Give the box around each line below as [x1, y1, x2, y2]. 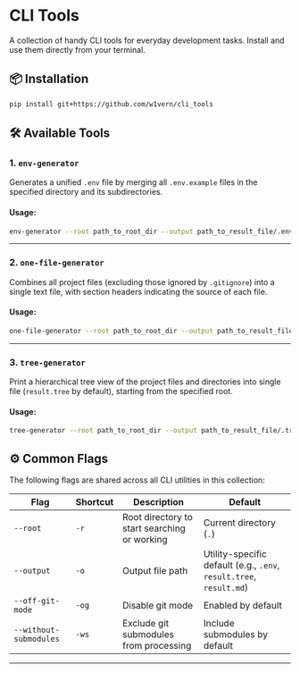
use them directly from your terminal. [9, 44, 146, 55]
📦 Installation [9, 72, 89, 87]
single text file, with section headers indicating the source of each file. [9, 286, 268, 297]
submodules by [203, 627, 268, 640]
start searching [121, 522, 186, 534]
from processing [121, 639, 192, 652]
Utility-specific [203, 547, 268, 559]
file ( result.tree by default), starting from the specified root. [9, 386, 234, 397]
